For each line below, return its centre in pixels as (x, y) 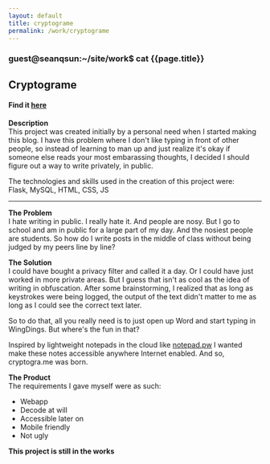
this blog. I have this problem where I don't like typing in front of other (124, 140)
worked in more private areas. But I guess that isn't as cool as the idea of (129, 279)
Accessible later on (52, 418)
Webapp (34, 401)
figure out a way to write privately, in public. (81, 165)
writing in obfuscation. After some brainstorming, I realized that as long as (131, 288)
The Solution (30, 263)
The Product (29, 377)
